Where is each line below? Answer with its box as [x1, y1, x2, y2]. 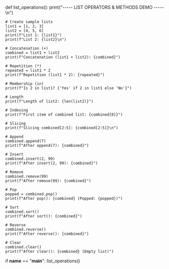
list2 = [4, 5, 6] [5, 28, 44, 33]
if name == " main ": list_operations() [5, 258, 80, 264]
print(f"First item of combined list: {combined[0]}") [5, 112, 123, 117]
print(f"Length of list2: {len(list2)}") [5, 99, 94, 104]
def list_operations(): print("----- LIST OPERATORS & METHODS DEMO [5, 5, 153, 10]
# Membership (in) [5, 81, 44, 86]
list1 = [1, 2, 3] [5, 24, 44, 29]
